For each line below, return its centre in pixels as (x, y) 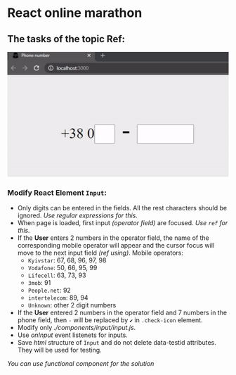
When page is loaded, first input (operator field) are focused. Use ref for (123, 223)
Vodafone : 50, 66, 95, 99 (63, 268)
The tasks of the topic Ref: (66, 39)
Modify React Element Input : (57, 193)
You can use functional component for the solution (81, 364)
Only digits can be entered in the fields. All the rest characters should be (122, 208)
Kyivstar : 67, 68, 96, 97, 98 (67, 260)
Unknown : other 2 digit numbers (72, 305)
